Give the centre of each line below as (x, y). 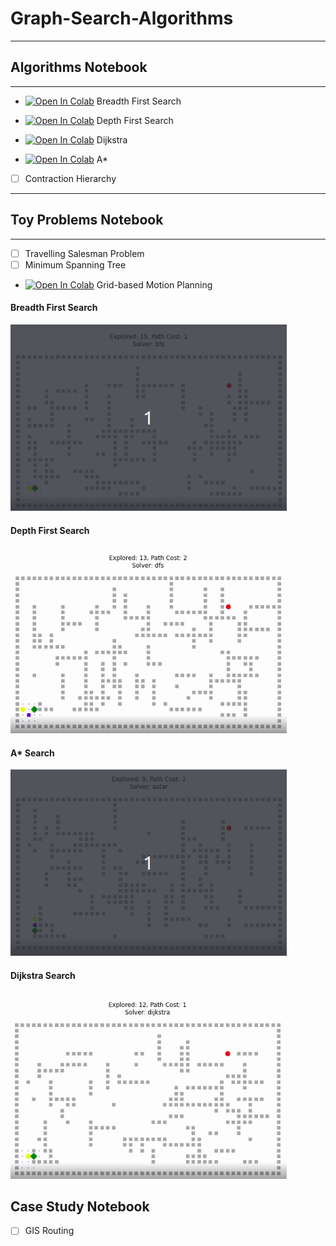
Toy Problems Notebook (87, 220)
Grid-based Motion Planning (154, 284)
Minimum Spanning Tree (75, 264)
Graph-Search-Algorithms (122, 18)
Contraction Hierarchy (70, 178)
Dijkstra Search (43, 975)
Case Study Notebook (80, 1206)
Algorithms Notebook (79, 67)
